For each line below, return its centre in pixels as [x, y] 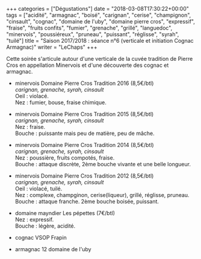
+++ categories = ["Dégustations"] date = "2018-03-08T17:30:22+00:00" [98, 9]
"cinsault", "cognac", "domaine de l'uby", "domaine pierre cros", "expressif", [101, 21]
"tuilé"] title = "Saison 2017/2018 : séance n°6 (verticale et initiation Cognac [100, 41]
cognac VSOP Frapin [41, 238]
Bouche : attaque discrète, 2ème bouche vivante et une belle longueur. [103, 164]
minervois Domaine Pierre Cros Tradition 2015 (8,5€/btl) [84, 114]
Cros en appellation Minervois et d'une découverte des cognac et [88, 65]
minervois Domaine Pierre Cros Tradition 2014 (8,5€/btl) [85, 145]
